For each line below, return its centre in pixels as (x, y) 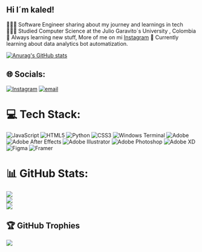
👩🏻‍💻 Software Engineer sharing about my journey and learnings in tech (95, 24)
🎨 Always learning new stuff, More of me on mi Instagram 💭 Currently (93, 37)
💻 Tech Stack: (44, 114)
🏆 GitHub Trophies (43, 225)
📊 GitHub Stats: (47, 173)
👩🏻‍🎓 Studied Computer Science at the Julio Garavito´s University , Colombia (101, 31)
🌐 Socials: (26, 74)
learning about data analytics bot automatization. (67, 43)
